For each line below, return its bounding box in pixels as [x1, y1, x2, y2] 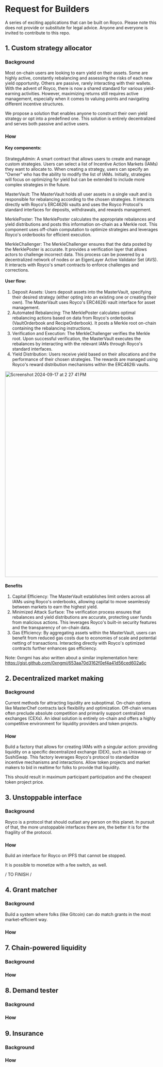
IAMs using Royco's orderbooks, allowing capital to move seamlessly [12, 599, 150, 605]
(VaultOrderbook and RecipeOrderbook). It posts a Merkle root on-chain [12, 320, 157, 326]
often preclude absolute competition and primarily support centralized [5, 710, 145, 716]
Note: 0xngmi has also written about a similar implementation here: [5, 655, 139, 661]
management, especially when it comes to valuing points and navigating [5, 96, 149, 101]
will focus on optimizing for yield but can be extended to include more [5, 177, 145, 182]
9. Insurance [5, 1029, 44, 1037]
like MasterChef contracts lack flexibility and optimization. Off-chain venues [5, 705, 157, 711]
